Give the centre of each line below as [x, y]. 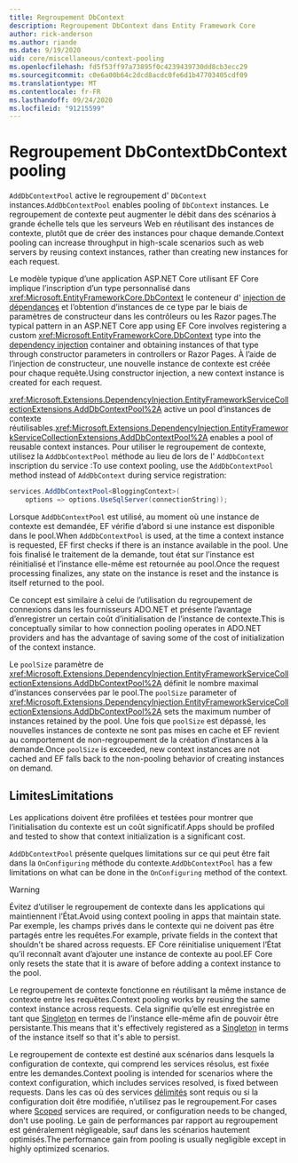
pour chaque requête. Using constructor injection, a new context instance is [147, 373]
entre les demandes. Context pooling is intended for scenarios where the [141, 1073]
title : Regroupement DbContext [67, 17]
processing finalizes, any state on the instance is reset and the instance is [144, 573]
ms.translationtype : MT [53, 83]
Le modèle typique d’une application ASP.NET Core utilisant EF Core [134, 279]
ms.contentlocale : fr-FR [55, 91]
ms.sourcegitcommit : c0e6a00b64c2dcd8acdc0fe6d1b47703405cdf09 [129, 75]
